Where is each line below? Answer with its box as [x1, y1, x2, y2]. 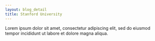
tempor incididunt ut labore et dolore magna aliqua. [5, 30, 109, 36]
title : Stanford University [5, 12, 63, 17]
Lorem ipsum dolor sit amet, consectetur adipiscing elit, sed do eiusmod [5, 25, 151, 31]
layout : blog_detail [5, 7, 47, 12]
